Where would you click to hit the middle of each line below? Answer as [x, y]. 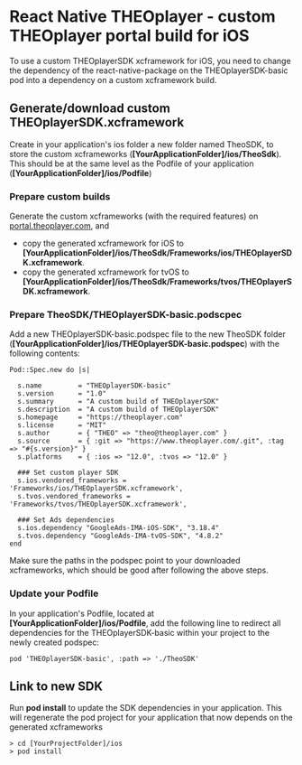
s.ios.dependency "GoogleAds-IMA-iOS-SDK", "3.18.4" [119, 528]
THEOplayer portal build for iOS [129, 36]
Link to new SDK [56, 687]
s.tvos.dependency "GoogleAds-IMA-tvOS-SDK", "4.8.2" [120, 536]
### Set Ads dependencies [66, 520]
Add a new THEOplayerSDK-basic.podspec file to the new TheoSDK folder [147, 334]
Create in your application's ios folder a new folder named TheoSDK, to [142, 144]
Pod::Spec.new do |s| [50, 370]
